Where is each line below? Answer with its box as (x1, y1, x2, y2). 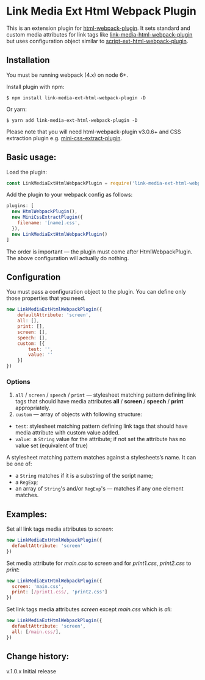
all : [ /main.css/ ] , (12, 629, 62, 635)
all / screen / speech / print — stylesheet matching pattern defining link (15, 391, 196, 398)
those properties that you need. (6, 294, 86, 302)
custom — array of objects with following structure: (15, 411, 142, 418)
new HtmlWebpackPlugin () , (12, 208, 78, 214)
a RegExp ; (15, 478, 38, 486)
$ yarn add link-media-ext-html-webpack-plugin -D (6, 117, 138, 123)
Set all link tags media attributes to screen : (6, 525, 113, 533)
